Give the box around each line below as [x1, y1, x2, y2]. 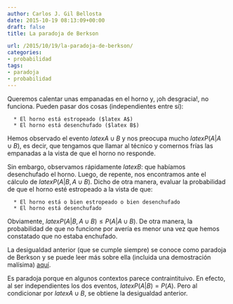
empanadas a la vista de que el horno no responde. [7, 149, 157, 157]
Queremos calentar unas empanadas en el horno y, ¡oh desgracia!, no [7, 94, 209, 103]
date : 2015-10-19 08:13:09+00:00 [7, 17, 105, 24]
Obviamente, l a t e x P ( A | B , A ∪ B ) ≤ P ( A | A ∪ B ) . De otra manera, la [7, 217, 193, 225]
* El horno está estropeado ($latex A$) [13, 115, 133, 123]
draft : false [7, 23, 46, 30]
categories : [7, 49, 42, 56]
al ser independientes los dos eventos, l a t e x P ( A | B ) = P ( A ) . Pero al [7, 282, 198, 290]
